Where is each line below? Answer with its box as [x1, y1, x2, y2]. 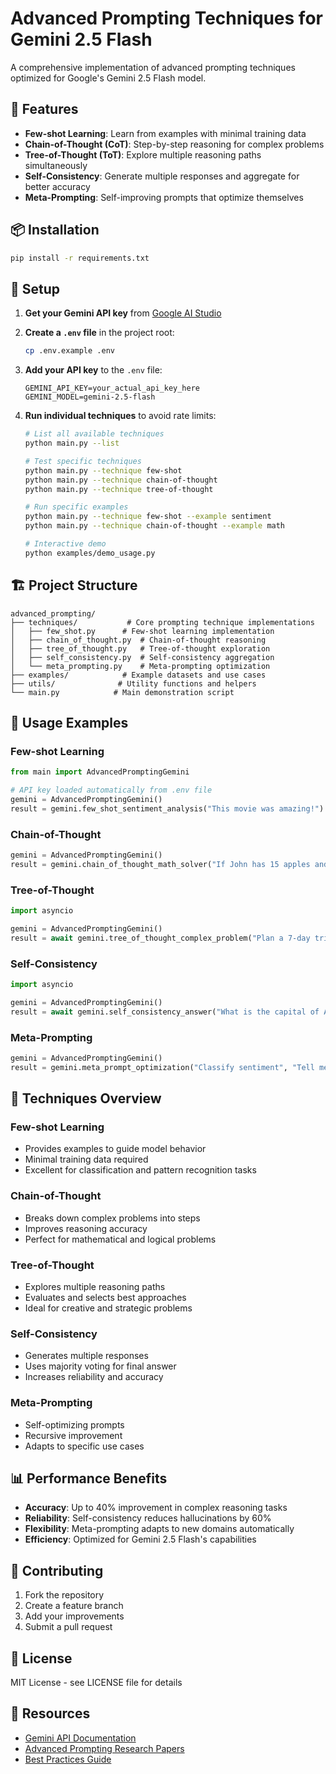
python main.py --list [24, 438, 120, 448]
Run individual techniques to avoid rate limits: [24, 410, 217, 422]
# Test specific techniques [24, 456, 142, 466]
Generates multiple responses [24, 1350, 149, 1362]
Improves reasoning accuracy [24, 1222, 148, 1234]
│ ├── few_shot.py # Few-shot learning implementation [10, 626, 275, 636]
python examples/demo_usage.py [24, 548, 156, 558]
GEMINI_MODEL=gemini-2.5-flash [24, 392, 156, 402]
